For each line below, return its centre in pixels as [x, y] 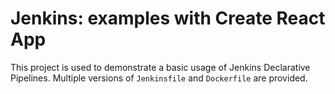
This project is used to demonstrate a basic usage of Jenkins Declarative [160, 67]
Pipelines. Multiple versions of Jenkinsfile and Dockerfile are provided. [159, 78]
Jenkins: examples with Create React [168, 18]
